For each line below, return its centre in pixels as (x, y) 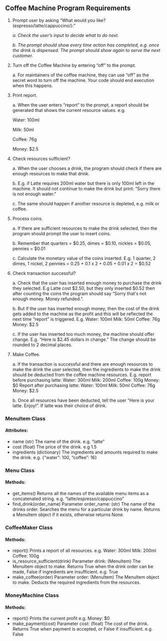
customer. (23, 55)
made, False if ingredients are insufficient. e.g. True (65, 572)
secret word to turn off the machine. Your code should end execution (83, 80)
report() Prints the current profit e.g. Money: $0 (61, 619)
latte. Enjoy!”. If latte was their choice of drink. (60, 405)
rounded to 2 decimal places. (42, 345)
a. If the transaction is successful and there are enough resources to (83, 364)
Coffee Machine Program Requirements (68, 8)
